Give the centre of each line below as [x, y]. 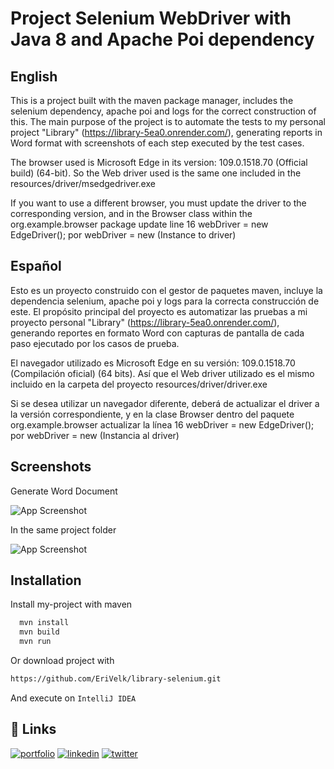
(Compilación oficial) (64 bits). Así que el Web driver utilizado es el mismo [162, 373]
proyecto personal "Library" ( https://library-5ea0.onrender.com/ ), [145, 322]
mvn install [44, 623]
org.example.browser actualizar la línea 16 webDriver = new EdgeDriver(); [162, 424]
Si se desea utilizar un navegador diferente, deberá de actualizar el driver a [165, 403]
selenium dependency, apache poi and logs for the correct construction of [163, 111]
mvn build [39, 632]
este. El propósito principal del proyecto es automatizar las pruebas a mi [159, 311]
